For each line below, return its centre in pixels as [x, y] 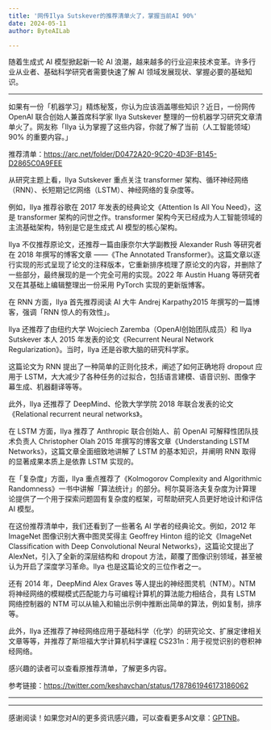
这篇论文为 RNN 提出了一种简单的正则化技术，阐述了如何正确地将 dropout [131, 367]
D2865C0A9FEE [35, 163]
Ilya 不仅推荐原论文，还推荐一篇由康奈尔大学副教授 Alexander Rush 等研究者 [135, 245]
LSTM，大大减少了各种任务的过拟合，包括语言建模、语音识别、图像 [136, 377]
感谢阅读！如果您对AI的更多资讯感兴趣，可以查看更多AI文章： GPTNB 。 [126, 718]
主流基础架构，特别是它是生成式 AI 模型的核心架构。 [95, 228]
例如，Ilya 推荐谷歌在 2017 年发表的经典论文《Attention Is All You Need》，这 [135, 208]
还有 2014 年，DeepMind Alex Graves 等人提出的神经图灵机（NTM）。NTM [132, 584]
